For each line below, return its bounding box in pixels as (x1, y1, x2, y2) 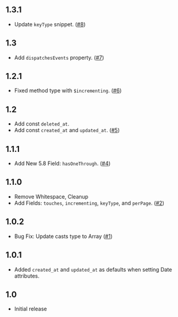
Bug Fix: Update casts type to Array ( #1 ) (14, 233, 113, 240)
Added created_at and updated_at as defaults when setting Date (14, 266, 172, 273)
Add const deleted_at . (14, 120, 70, 127)
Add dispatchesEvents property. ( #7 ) (14, 54, 105, 61)
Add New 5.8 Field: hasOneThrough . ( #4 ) (14, 160, 111, 167)
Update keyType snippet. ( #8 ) (14, 20, 86, 28)
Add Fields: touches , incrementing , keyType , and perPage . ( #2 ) (14, 199, 165, 206)
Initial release (14, 305, 47, 313)
